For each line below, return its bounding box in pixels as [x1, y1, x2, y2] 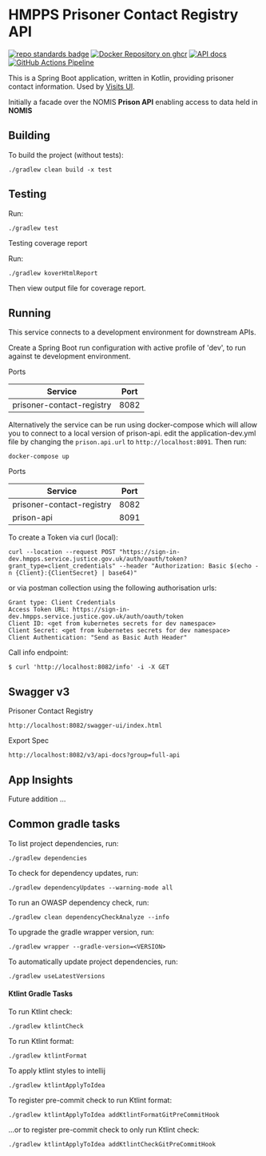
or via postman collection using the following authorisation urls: [8, 583, 217, 593]
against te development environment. [8, 351, 131, 361]
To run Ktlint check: [8, 1007, 73, 1017]
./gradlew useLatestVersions [8, 972, 105, 980]
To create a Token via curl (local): [8, 532, 118, 542]
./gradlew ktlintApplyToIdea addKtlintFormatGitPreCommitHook [8, 1111, 220, 1119]
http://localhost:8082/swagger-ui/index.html [8, 722, 162, 730]
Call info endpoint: [8, 648, 69, 657]
